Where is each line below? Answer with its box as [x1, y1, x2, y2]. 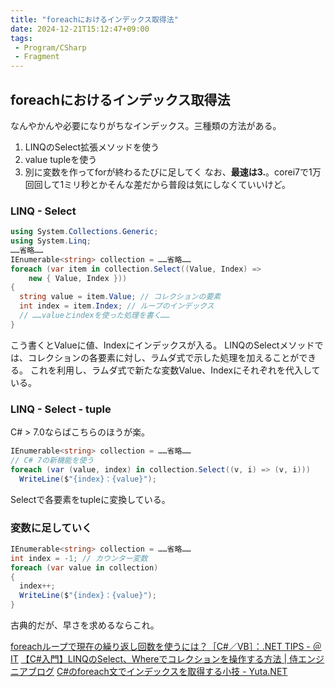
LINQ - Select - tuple [10, 402, 112, 416]
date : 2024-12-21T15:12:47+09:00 [10, 24, 150, 34]
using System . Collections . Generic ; [10, 227, 159, 237]
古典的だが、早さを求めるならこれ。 [10, 619, 160, 631]
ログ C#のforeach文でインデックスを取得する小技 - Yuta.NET [36, 666, 288, 678]
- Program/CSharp [14, 42, 87, 53]
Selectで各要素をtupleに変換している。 [10, 493, 171, 505]
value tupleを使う [24, 153, 98, 165]
